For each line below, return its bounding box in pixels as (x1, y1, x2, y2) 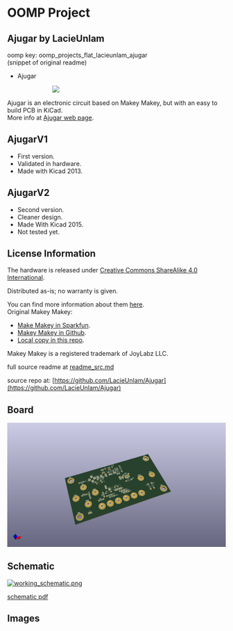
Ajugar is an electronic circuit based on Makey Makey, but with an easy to (7, 99, 218, 107)
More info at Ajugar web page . (7, 113, 94, 122)
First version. (17, 151, 55, 161)
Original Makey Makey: (7, 308, 73, 316)
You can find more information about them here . (7, 300, 144, 309)
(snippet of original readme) (7, 58, 87, 67)
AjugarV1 (7, 133, 49, 145)
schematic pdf (7, 592, 49, 600)
